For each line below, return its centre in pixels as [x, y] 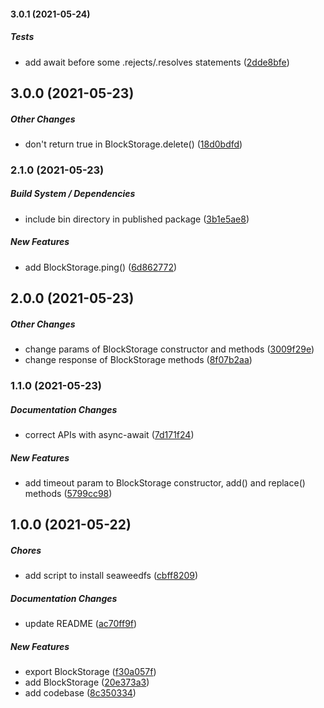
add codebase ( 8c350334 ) [80, 693]
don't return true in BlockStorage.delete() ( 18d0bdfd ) [133, 144]
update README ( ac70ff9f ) [81, 624]
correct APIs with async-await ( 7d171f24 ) [109, 435]
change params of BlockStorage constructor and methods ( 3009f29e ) [169, 349]
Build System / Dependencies [73, 194]
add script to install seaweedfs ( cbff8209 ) [111, 576]
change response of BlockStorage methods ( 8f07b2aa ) [138, 360]
